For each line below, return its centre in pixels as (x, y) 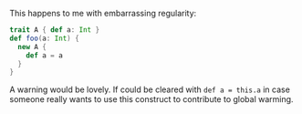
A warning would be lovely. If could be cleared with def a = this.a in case (150, 89)
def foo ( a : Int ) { (44, 38)
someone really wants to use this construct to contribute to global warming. (151, 99)
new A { (32, 47)
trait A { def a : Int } (55, 30)
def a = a (45, 55)
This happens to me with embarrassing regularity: (103, 13)
